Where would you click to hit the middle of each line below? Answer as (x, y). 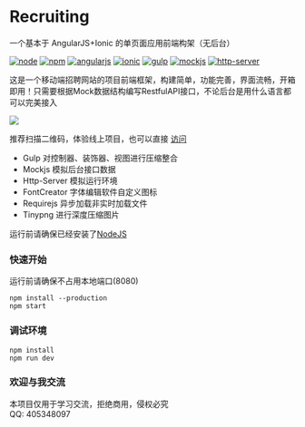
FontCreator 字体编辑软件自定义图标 (90, 191)
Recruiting (49, 17)
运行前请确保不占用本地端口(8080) (74, 281)
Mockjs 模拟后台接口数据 (69, 169)
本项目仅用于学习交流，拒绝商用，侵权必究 (89, 403)
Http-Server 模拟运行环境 (70, 180)
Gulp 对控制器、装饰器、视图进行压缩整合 (100, 158)
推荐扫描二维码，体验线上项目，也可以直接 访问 (98, 139)
